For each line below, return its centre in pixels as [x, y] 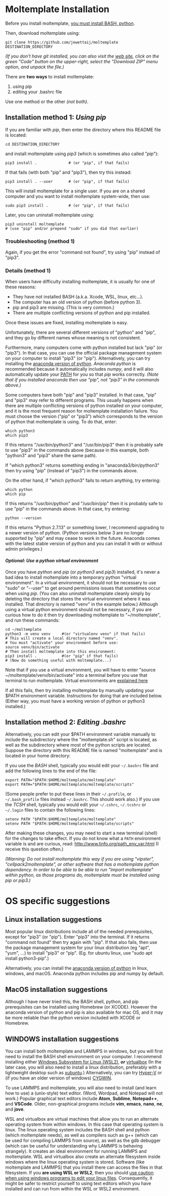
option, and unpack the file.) [35, 67]
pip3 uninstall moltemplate [35, 224]
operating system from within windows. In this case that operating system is [84, 1124]
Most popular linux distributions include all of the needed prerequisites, [79, 932]
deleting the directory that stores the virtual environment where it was [78, 599]
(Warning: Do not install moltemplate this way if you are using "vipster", [80, 859]
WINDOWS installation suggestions [62, 1039]
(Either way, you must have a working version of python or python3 [75, 701]
